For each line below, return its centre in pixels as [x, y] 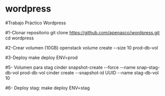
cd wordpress [20, 38]
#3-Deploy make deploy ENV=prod [42, 57]
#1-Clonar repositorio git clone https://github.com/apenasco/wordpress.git [82, 32]
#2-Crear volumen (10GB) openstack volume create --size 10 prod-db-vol [82, 47]
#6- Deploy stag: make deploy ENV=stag [48, 88]
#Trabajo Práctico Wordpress [36, 23]
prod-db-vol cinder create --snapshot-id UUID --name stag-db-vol [89, 73]
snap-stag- [148, 67]
